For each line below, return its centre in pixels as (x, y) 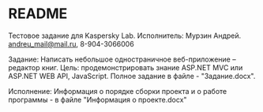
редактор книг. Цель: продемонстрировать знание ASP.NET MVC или (126, 67)
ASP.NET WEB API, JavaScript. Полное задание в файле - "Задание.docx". (132, 76)
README (38, 14)
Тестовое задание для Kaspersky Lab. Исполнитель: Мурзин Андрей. (125, 35)
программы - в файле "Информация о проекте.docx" (98, 99)
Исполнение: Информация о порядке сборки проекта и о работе (118, 91)
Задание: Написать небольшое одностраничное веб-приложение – (122, 59)
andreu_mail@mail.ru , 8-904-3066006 (71, 43)
